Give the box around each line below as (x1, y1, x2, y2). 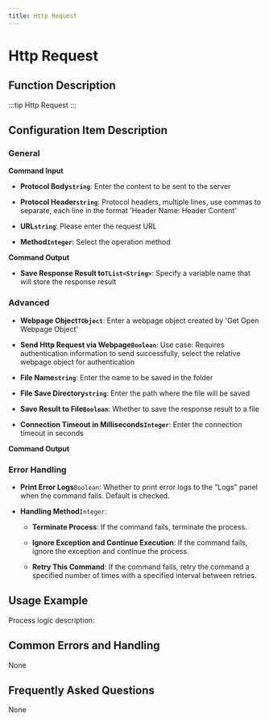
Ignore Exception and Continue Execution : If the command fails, (31, 538, 248, 547)
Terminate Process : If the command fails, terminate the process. (31, 522, 248, 531)
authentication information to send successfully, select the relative (19, 348, 241, 358)
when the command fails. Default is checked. (19, 490, 171, 501)
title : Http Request (8, 11, 78, 20)
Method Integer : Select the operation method (19, 237, 171, 247)
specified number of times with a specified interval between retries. (31, 570, 257, 580)
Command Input (8, 166, 64, 176)
